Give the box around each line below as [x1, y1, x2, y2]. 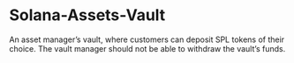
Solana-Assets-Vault [9, 5, 166, 25]
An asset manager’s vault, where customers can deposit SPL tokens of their [9, 34, 285, 45]
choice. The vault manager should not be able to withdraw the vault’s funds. [9, 43, 286, 53]
